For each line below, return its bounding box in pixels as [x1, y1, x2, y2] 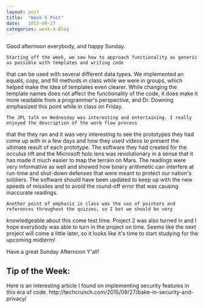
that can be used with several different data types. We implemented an [6, 71, 184, 78]
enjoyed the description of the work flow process [6, 120, 138, 126]
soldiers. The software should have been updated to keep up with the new [6, 176, 193, 184]
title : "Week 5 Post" [6, 15, 64, 21]
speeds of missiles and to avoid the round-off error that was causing [6, 182, 178, 190]
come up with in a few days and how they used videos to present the [6, 137, 180, 145]
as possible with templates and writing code [6, 60, 124, 66]
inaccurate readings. [6, 189, 58, 196]
